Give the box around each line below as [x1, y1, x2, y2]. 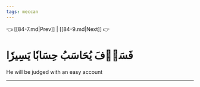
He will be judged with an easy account [6, 68, 103, 75]
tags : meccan [6, 8, 39, 15]
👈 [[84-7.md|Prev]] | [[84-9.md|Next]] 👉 [6, 25, 110, 33]
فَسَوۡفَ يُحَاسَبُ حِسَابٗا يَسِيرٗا [6, 48, 133, 62]
